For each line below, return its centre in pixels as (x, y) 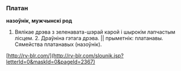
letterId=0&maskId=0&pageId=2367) (51, 62)
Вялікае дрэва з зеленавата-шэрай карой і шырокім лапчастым (95, 32)
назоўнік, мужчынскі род (39, 21)
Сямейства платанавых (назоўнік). (58, 44)
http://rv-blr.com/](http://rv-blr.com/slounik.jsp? (66, 56)
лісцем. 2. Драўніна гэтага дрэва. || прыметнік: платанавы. (89, 38)
